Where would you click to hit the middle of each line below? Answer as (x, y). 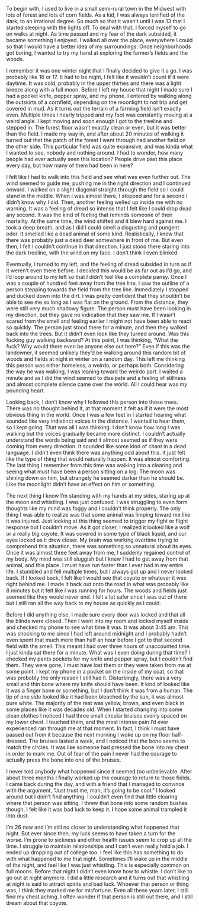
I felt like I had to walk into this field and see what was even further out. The (98, 177)
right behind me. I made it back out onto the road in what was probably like (97, 584)
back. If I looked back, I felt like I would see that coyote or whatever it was (96, 578)
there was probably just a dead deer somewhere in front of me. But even (95, 240)
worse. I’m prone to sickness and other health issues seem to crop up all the (99, 840)
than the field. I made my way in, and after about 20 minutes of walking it (95, 134)
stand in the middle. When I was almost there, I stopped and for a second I (97, 196)
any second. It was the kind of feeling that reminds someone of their (89, 215)
